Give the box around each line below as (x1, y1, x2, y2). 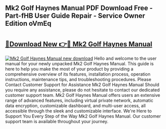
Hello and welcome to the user (94, 55, 157, 61)
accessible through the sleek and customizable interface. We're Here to (5, 108, 152, 114)
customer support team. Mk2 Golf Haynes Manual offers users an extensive (5, 92, 161, 98)
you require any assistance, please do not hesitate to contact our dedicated (5, 87, 160, 93)
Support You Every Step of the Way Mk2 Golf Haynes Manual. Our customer (5, 113, 161, 119)
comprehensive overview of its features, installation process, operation (5, 71, 151, 77)
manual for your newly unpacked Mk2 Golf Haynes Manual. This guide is (5, 61, 154, 66)
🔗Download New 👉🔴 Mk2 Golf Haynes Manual (5, 40, 153, 48)
